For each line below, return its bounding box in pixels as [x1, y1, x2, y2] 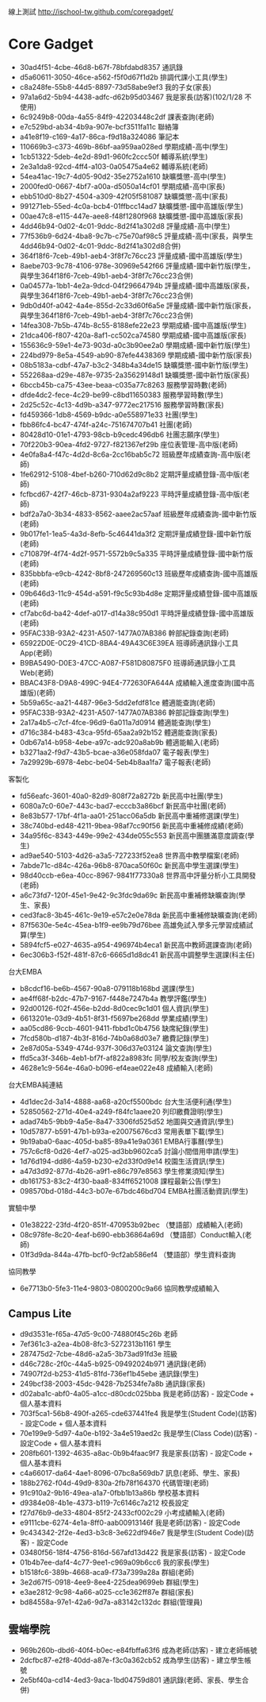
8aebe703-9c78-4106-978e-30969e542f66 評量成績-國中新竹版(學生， [19, 261, 255, 270]
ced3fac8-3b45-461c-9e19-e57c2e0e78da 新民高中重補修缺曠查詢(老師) [19, 910, 258, 920]
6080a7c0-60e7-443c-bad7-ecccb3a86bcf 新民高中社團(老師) [19, 801, 227, 810]
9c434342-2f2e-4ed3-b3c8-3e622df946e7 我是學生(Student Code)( [19, 1527, 248, 1537]
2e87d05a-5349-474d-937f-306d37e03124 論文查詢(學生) [19, 1043, 212, 1052]
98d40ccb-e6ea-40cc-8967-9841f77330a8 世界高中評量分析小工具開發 [19, 870, 256, 880]
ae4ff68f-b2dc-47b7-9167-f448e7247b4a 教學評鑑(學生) [19, 994, 207, 1003]
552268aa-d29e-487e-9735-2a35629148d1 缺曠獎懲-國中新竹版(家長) [19, 370, 250, 380]
